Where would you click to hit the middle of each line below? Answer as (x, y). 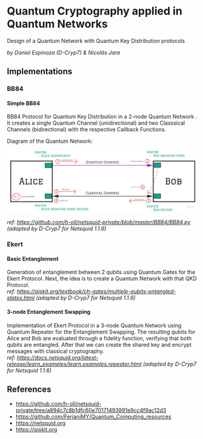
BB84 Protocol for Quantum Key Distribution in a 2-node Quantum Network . (102, 117)
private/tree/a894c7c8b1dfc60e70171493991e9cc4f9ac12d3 (91, 411)
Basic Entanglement (33, 259)
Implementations (40, 72)
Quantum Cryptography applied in (95, 11)
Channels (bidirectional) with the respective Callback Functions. (86, 130)
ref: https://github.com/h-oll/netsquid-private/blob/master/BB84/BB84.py (99, 222)
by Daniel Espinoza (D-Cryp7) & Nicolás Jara (64, 52)
